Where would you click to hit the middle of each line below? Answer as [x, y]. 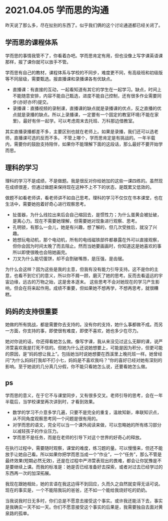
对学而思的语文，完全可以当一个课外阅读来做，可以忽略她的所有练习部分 [87, 425]
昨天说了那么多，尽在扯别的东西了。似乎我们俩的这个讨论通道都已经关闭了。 [84, 25]
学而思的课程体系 [31, 42]
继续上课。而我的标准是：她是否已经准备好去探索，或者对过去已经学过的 [88, 467]
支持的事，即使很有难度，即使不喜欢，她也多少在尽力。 [84, 331]
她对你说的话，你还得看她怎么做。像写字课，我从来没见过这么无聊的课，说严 [84, 341]
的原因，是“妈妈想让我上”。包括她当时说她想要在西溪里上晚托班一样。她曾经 [84, 354]
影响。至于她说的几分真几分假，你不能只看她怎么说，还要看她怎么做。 [77, 366]
